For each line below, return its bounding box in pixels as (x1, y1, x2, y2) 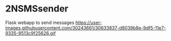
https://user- (75, 19, 102, 25)
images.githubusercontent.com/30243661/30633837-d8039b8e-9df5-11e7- (5, 24, 166, 30)
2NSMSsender (5, 3, 69, 14)
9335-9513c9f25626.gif (5, 30, 56, 36)
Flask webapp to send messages (5, 19, 75, 25)
